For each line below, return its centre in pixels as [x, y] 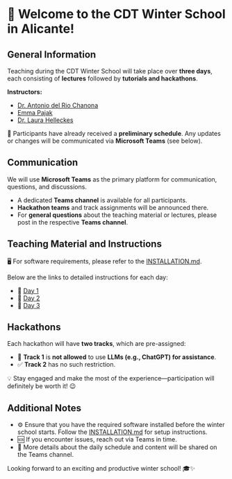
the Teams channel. [45, 455]
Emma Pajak [35, 113]
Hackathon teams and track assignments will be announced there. [113, 207]
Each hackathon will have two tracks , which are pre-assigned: [97, 344]
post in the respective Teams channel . [73, 222]
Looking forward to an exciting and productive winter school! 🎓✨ [101, 469]
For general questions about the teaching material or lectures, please [117, 215]
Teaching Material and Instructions [84, 244]
